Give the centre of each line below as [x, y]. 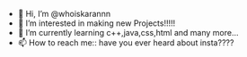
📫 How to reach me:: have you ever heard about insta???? [126, 43]
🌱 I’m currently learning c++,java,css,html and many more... [128, 33]
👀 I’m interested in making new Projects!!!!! [97, 23]
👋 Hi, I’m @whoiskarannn [64, 14]
